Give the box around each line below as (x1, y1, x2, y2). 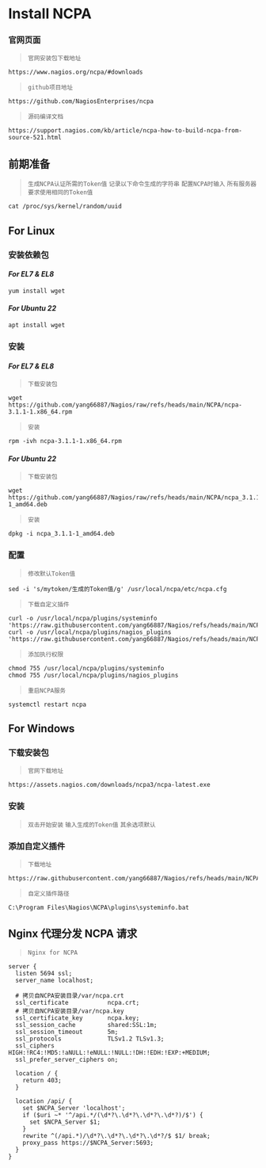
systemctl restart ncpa (8, 700, 87, 708)
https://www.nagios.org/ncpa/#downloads (8, 68, 144, 76)
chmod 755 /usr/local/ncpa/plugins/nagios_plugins (8, 671, 179, 679)
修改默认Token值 (27, 570, 76, 578)
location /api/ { (15, 1097, 73, 1105)
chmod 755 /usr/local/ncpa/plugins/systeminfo (8, 664, 165, 672)
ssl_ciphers (15, 1041, 55, 1050)
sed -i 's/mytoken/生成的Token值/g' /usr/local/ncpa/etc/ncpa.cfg (8, 585, 227, 593)
